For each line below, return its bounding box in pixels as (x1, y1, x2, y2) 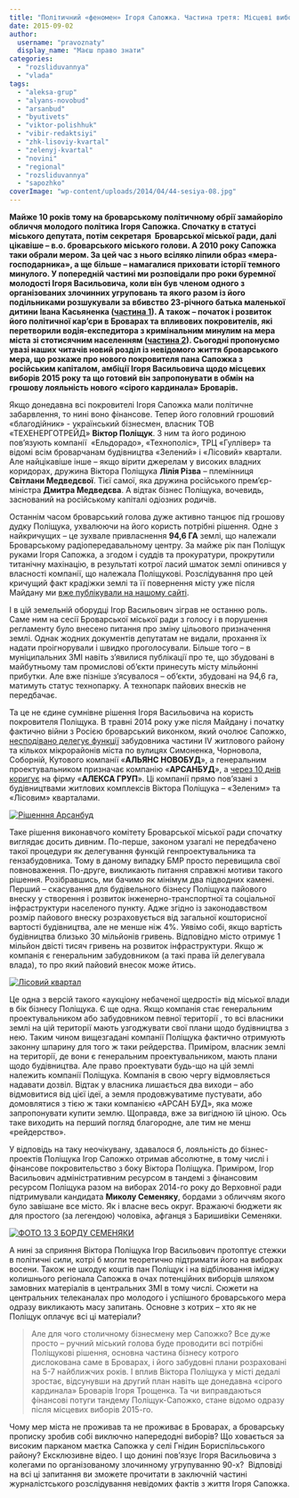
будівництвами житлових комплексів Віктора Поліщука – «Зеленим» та (9, 783, 281, 794)
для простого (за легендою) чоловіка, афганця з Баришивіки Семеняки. (9, 1210, 283, 1221)
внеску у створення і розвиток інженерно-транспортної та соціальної (9, 893, 276, 903)
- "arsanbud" (17, 104, 66, 113)
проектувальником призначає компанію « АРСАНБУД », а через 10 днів (9, 764, 281, 774)
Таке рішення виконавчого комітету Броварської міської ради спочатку (9, 827, 283, 837)
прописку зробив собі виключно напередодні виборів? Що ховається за (9, 1431, 285, 1441)
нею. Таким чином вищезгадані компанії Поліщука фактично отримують (9, 1032, 287, 1042)
